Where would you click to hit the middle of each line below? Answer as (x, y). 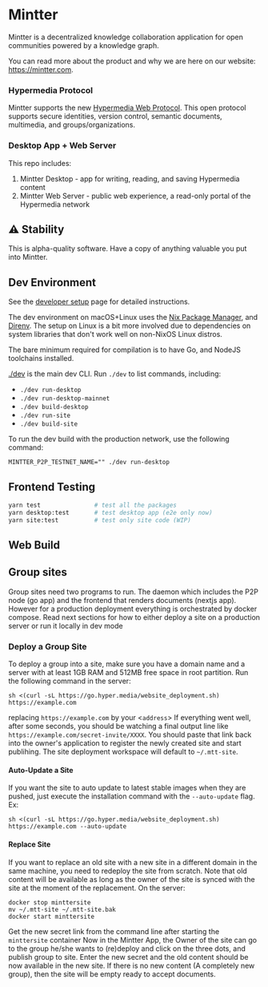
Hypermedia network (55, 204)
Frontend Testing (52, 487)
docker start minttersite (51, 916)
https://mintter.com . (41, 69)
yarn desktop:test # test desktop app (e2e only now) (111, 512)
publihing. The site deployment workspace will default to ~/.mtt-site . (123, 752)
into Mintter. (28, 257)
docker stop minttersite (50, 902)
